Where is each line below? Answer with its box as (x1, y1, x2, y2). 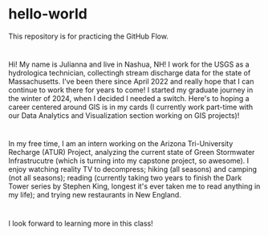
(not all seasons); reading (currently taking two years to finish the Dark (8, 173, 242, 183)
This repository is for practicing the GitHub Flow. (8, 31, 169, 41)
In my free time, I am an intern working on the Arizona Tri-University (8, 139, 233, 149)
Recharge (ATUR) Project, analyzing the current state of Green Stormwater (8, 148, 255, 157)
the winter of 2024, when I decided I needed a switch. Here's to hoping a (8, 94, 250, 104)
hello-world (8, 5, 88, 23)
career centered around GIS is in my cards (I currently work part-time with (8, 102, 254, 112)
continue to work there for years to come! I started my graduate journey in (8, 85, 254, 95)
